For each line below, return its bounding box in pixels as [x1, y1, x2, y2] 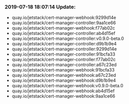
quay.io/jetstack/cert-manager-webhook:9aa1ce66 [11, 93, 116, 99]
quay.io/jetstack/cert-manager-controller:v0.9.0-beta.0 [11, 35, 124, 41]
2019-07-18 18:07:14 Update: [4, 3, 76, 10]
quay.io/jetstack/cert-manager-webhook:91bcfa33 [11, 67, 115, 73]
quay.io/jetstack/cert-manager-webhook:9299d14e [11, 15, 117, 21]
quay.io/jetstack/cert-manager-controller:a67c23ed [11, 62, 117, 68]
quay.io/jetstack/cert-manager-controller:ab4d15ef [11, 31, 116, 36]
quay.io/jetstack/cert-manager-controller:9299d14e [11, 46, 117, 52]
